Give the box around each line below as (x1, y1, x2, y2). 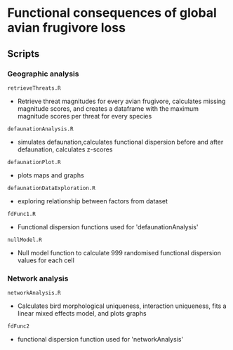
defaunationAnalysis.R (7, 125, 74, 133)
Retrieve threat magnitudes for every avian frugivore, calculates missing (17, 97, 226, 105)
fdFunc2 (7, 323, 30, 330)
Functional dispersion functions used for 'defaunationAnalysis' (17, 222, 199, 231)
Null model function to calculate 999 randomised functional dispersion (17, 248, 222, 257)
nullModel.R (7, 236, 42, 243)
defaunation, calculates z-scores (17, 145, 113, 154)
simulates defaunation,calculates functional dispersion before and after (17, 137, 224, 146)
